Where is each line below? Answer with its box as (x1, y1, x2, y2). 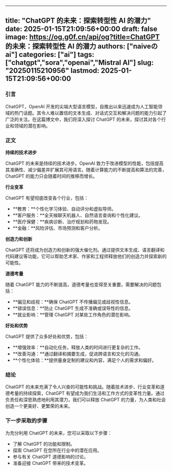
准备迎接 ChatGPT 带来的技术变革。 (12, 460, 89, 466)
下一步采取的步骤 (5, 417, 48, 424)
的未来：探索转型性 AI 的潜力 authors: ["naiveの (5, 42, 158, 51)
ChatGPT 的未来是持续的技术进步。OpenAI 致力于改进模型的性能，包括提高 (5, 160, 164, 166)
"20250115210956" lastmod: (5, 66, 100, 75)
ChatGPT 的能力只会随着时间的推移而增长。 (5, 173, 98, 179)
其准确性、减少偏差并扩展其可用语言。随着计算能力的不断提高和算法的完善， (5, 166, 167, 172)
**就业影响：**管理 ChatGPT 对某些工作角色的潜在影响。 (12, 311, 134, 318)
